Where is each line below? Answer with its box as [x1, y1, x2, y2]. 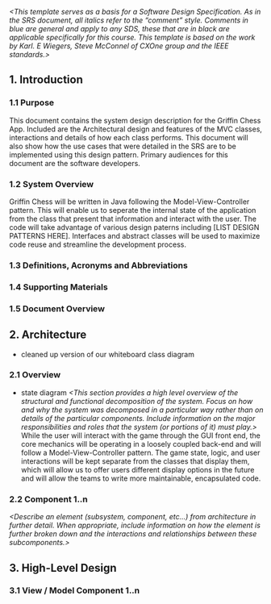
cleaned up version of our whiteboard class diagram [20, 349, 194, 359]
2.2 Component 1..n [9, 494, 88, 505]
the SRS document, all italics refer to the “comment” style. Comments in [9, 15, 249, 25]
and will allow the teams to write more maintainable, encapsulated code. [20, 473, 261, 483]
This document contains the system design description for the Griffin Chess [9, 115, 261, 125]
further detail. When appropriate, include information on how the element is [9, 520, 261, 531]
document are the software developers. [9, 158, 140, 168]
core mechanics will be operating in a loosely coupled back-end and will [20, 439, 261, 448]
